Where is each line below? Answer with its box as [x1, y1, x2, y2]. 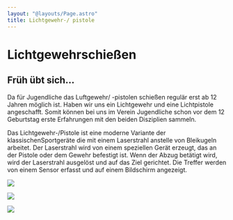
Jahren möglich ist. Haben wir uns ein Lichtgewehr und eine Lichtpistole [7, 100, 214, 109]
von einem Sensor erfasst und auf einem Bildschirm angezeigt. [7, 165, 188, 174]
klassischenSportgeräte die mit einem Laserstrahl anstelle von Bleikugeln [7, 136, 217, 144]
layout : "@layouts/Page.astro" [7, 10, 98, 17]
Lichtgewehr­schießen [7, 47, 137, 63]
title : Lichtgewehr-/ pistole [7, 17, 95, 24]
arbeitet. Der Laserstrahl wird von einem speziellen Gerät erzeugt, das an [7, 143, 217, 152]
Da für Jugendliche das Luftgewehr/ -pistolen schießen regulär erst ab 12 [7, 93, 217, 101]
